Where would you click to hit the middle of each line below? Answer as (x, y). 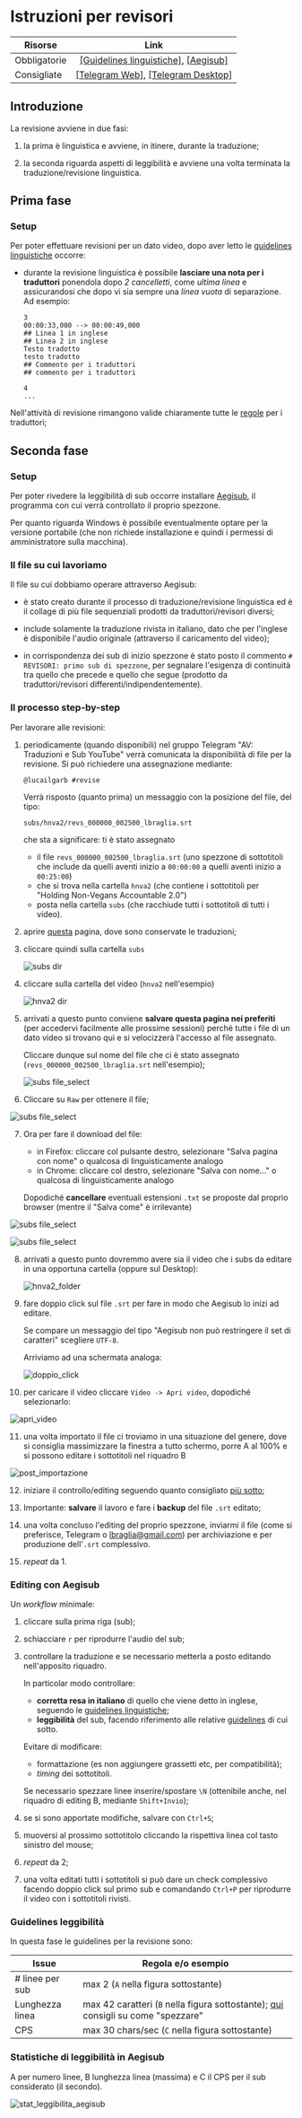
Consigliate (39, 74)
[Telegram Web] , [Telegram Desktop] (154, 74)
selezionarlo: (47, 1401)
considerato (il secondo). (56, 2086)
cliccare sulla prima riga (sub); (79, 1622)
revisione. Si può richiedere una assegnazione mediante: (128, 764)
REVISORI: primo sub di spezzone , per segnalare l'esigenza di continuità (157, 665)
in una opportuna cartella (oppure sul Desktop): (111, 1268)
